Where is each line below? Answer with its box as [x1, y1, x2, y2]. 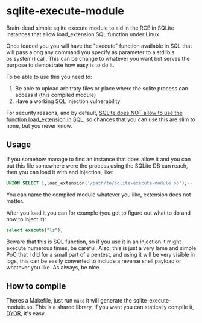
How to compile [6, 281, 66, 291]
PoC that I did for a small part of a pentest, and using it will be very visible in [6, 251, 195, 258]
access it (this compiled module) [14, 91, 96, 98]
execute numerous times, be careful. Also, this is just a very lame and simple [6, 244, 197, 251]
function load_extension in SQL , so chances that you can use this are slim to [6, 116, 196, 123]
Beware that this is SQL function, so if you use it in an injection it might [6, 238, 181, 245]
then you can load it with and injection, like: [6, 168, 114, 175]
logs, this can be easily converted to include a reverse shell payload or [6, 257, 182, 265]
